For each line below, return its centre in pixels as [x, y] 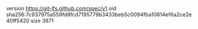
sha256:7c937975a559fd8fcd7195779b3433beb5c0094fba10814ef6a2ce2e [99, 14]
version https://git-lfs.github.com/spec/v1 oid [61, 8]
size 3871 [42, 21]
